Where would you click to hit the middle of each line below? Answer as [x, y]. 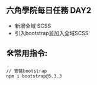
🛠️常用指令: [27, 54]
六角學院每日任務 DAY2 [49, 11]
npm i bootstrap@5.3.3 [34, 76]
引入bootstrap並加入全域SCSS [51, 33]
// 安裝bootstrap [27, 71]
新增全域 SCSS [33, 26]
